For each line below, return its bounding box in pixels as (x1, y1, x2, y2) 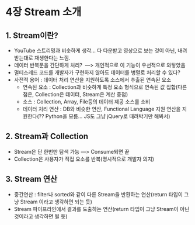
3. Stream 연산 (5, 174, 58, 184)
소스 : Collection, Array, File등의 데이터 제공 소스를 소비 (22, 98, 151, 105)
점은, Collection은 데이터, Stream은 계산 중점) (22, 91, 128, 98)
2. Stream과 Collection (5, 131, 89, 141)
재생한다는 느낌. (34, 54, 71, 61)
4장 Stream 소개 (5, 5, 82, 19)
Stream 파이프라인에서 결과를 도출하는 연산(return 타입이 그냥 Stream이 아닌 (13, 205, 190, 212)
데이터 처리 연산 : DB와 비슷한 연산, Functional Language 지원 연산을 (22, 106, 181, 112)
